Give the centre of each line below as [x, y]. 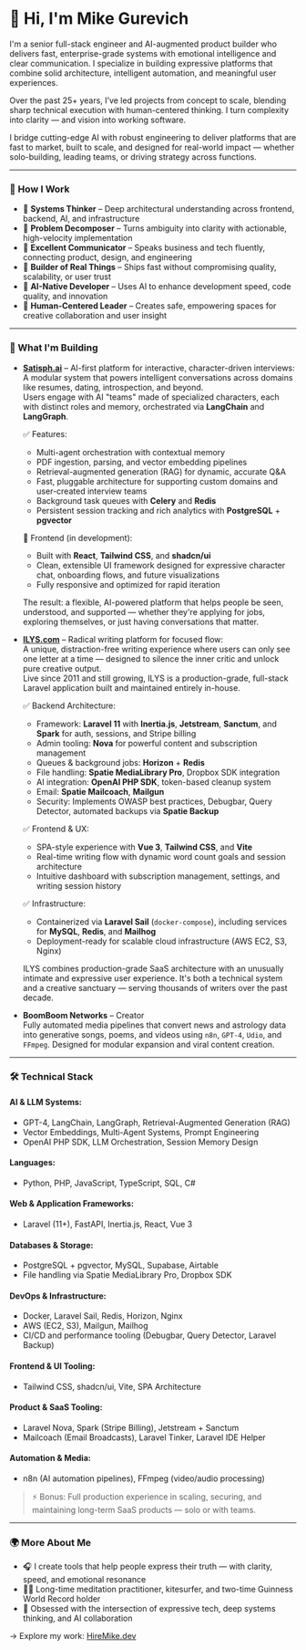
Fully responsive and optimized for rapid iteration [128, 584]
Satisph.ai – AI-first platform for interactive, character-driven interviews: [159, 368]
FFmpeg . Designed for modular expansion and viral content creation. [148, 1044]
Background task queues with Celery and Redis [126, 500]
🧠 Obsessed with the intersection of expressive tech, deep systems [149, 1609]
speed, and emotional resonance [84, 1580]
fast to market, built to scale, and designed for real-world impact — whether [152, 147]
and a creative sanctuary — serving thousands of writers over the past [155, 987]
